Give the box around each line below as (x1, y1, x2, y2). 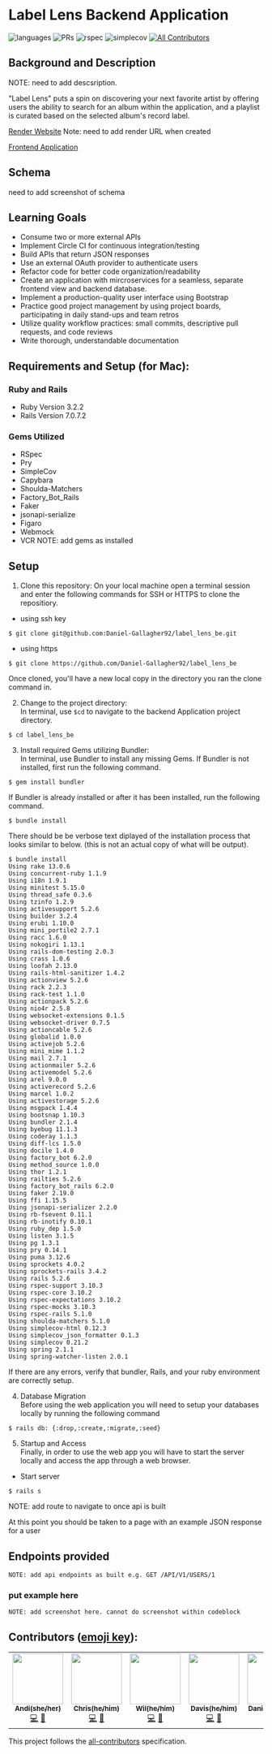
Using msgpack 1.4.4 (8, 1104, 79, 1112)
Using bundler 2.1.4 (8, 1118, 79, 1126)
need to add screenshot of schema (8, 187, 125, 197)
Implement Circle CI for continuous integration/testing (19, 241, 200, 251)
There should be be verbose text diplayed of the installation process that (8, 831, 251, 841)
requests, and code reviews (19, 327, 113, 337)
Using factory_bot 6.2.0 (8, 1154, 92, 1162)
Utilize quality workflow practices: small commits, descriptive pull (19, 318, 239, 328)
